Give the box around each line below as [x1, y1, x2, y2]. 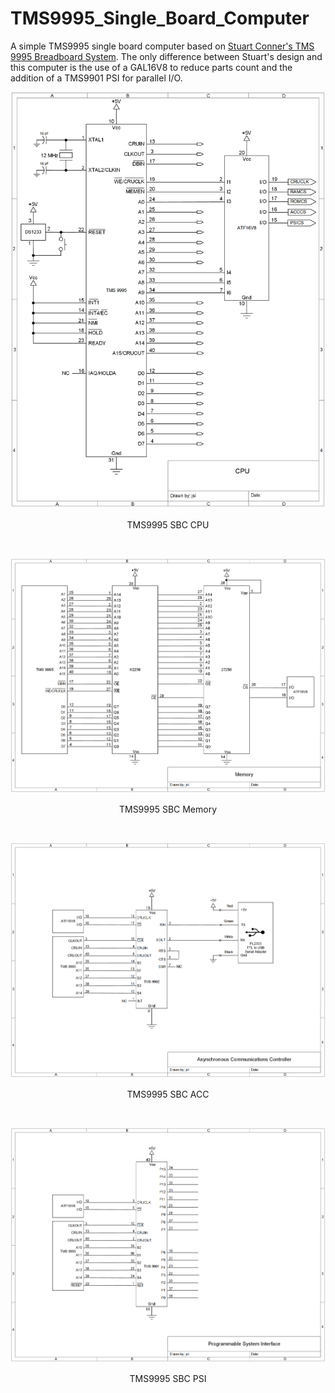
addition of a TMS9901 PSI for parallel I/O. [10, 72, 183, 84]
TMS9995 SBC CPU [126, 518, 210, 531]
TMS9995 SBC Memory [118, 803, 218, 816]
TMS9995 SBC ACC [126, 1088, 210, 1100]
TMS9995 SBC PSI [129, 1372, 207, 1384]
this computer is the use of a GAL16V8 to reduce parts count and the [10, 61, 293, 73]
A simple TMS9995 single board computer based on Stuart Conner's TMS [10, 40, 315, 52]
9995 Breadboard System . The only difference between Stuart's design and [10, 50, 323, 62]
